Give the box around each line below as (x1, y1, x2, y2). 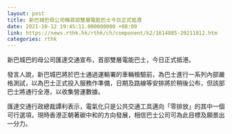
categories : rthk (7, 36, 57, 43)
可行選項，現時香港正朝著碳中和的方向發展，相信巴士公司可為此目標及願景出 (7, 111, 225, 119)
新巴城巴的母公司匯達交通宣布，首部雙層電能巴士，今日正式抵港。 (7, 56, 195, 64)
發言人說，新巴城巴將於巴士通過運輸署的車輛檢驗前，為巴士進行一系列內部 (7, 70, 219, 79)
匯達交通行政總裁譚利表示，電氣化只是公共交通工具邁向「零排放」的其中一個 (7, 102, 225, 111)
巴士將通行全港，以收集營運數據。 (7, 88, 104, 96)
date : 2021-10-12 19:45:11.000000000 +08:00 (7, 23, 137, 30)
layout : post (7, 10, 45, 17)
